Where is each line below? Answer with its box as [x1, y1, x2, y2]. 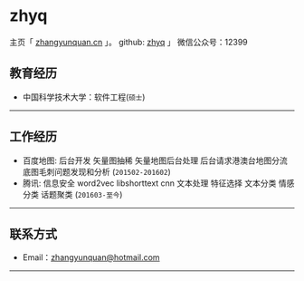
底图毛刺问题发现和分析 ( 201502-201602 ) [22, 166, 172, 177]
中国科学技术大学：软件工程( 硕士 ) [22, 92, 146, 102]
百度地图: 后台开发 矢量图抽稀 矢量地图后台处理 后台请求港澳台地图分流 [22, 155, 288, 166]
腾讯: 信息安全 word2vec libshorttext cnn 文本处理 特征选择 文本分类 [22, 178, 277, 189]
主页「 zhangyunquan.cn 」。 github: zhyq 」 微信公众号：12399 [9, 36, 249, 47]
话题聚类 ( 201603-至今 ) [40, 189, 123, 199]
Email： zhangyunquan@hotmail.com [22, 252, 160, 263]
